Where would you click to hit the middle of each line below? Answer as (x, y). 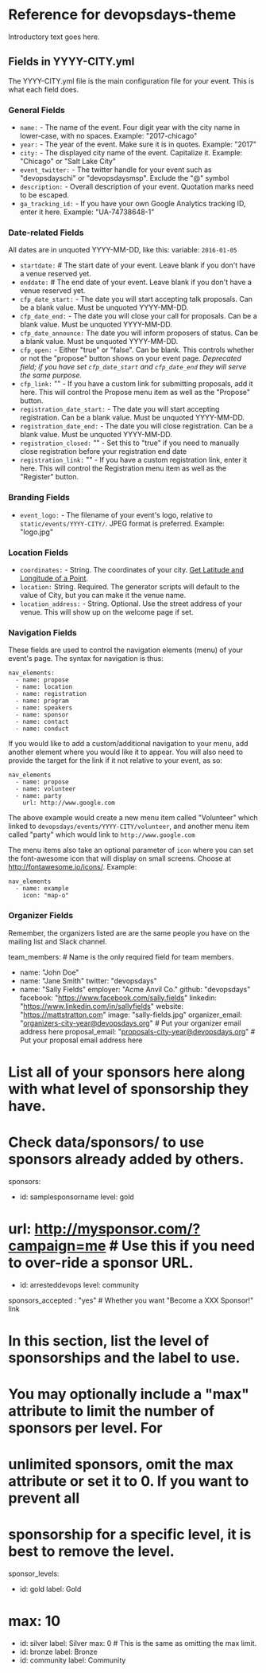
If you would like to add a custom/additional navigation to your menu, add (128, 744)
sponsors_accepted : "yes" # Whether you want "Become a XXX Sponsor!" (131, 1300)
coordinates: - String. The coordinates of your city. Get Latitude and (132, 569)
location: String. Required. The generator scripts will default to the (129, 586)
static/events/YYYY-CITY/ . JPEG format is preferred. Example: (122, 523)
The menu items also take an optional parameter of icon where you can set (131, 850)
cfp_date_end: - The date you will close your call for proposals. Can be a (138, 316)
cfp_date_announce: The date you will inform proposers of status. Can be (139, 333)
